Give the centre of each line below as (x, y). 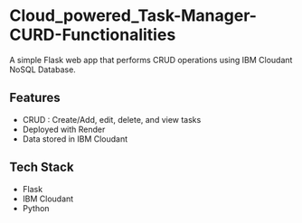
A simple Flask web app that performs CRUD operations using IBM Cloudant (151, 60)
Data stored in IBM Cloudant (75, 139)
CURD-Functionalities (93, 35)
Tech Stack (42, 167)
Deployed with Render (64, 129)
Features (35, 98)
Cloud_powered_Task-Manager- (133, 16)
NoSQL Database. (43, 70)
